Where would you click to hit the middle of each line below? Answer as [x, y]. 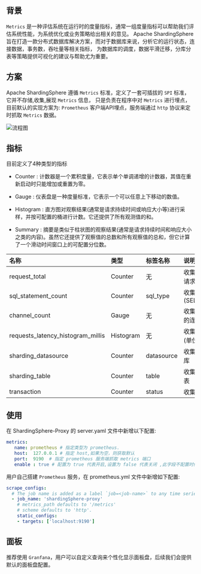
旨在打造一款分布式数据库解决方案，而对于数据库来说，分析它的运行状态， [98, 41]
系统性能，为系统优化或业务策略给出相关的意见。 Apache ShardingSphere [102, 34]
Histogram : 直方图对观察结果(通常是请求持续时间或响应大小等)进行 [97, 209]
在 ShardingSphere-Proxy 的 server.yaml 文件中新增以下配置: [81, 431]
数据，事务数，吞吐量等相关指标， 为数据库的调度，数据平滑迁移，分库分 [101, 48]
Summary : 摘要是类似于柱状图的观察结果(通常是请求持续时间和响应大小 [103, 230]
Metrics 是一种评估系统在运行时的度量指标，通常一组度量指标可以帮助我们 [98, 26]
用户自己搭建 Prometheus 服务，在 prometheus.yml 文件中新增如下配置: [93, 476]
